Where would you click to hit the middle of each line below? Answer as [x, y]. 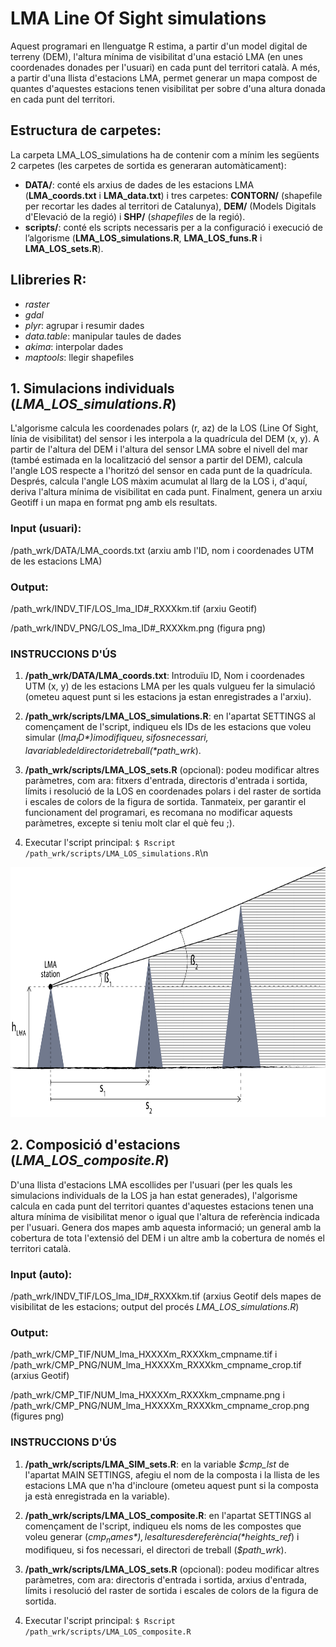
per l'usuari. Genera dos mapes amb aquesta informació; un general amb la [166, 1227]
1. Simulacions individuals [92, 388]
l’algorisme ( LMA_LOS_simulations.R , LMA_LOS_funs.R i [143, 238]
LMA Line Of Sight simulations [138, 18]
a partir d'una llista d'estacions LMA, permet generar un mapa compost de [164, 78]
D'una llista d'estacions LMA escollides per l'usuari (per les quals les [151, 1184]
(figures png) [37, 1416]
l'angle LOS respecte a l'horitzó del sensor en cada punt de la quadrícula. [161, 471]
